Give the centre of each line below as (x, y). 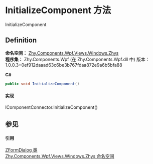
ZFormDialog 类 (21, 150)
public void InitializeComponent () (42, 84)
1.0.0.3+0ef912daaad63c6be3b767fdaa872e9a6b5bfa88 (64, 65)
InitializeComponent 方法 (58, 10)
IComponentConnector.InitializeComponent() (51, 107)
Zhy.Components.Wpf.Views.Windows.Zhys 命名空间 (60, 156)
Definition (21, 40)
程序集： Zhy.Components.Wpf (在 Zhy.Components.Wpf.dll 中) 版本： (78, 59)
